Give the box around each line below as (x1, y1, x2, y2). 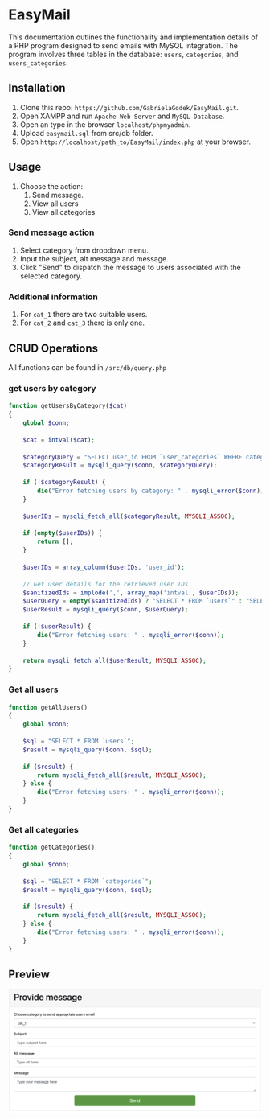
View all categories (31, 207, 96, 216)
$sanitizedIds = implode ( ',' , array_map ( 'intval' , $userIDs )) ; (22, 589, 239, 597)
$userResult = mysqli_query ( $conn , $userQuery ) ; (22, 606, 189, 614)
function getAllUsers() (8, 703, 88, 711)
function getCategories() (8, 843, 95, 852)
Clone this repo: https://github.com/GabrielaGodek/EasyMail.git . (19, 102, 239, 112)
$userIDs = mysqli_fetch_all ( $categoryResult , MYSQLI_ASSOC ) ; (22, 512, 235, 520)
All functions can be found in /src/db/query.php (8, 362, 167, 372)
